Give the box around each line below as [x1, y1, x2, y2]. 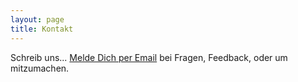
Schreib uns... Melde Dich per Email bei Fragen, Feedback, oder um [10, 51, 288, 63]
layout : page [10, 14, 65, 25]
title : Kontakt [10, 24, 74, 34]
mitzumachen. [10, 62, 70, 74]
